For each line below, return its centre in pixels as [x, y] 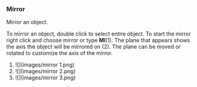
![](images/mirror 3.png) [45, 78]
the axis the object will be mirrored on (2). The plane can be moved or [93, 47]
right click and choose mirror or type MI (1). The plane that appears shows [98, 40]
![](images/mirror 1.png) [45, 65]
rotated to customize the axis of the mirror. [60, 53]
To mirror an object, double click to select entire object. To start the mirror [98, 34]
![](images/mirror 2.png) [45, 71]
